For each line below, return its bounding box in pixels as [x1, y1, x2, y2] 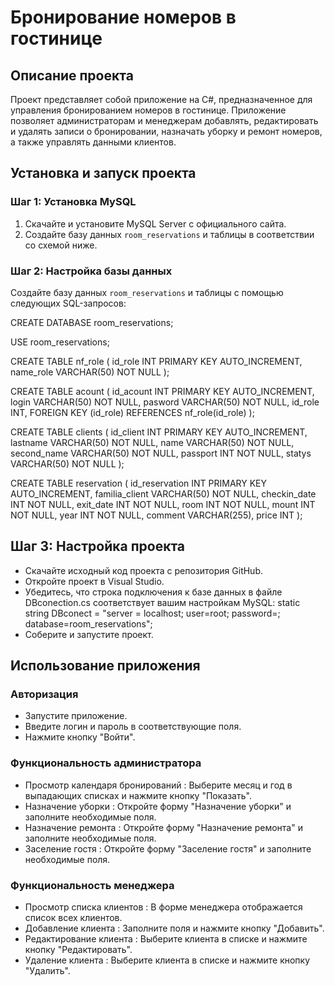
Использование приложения [10, 657, 201, 675]
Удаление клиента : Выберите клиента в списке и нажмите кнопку [24, 954, 311, 966]
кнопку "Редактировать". [24, 944, 133, 956]
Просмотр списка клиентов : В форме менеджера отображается [24, 901, 303, 913]
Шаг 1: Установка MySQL [10, 195, 137, 209]
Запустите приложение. [24, 710, 128, 722]
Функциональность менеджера [10, 878, 175, 892]
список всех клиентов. [24, 912, 123, 924]
